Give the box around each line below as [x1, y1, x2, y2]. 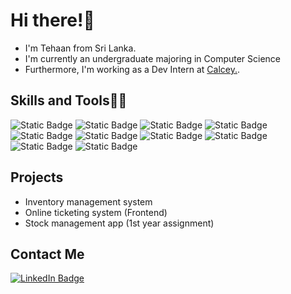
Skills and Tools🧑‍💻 [10, 92, 128, 109]
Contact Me [10, 245, 85, 263]
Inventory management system [24, 195, 153, 208]
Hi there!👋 [10, 9, 95, 32]
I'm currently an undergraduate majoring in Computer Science [24, 52, 282, 64]
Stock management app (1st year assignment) [24, 217, 215, 229]
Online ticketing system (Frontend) [24, 206, 168, 218]
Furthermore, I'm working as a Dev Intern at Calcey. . [24, 63, 241, 75]
